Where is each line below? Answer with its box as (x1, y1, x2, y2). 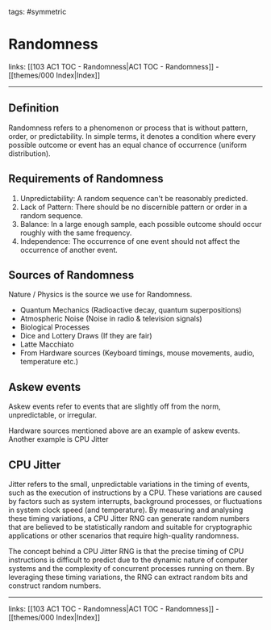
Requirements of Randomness (8, 172, 164, 186)
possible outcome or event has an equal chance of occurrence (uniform (8, 140, 248, 149)
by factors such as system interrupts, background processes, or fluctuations (8, 497, 263, 506)
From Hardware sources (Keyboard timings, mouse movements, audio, (19, 348, 255, 358)
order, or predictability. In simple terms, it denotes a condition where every (8, 131, 256, 141)
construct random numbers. (8, 581, 102, 590)
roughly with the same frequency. (19, 228, 132, 237)
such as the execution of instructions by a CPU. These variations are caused (8, 488, 262, 498)
